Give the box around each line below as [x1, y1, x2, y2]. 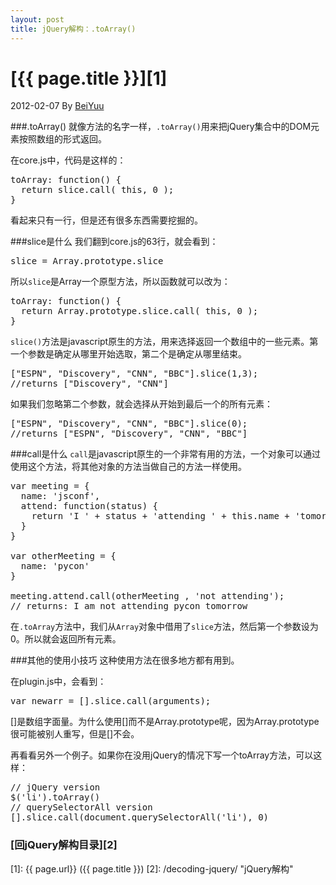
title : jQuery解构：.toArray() [10, 24, 137, 34]
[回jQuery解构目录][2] [10, 838, 118, 852]
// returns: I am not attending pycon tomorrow [10, 601, 248, 612]
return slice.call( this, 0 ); [20, 184, 175, 196]
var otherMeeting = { [10, 551, 117, 562]
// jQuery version [10, 782, 101, 793]
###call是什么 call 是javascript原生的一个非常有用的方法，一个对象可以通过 [10, 448, 322, 460]
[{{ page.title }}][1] [10, 67, 168, 90]
